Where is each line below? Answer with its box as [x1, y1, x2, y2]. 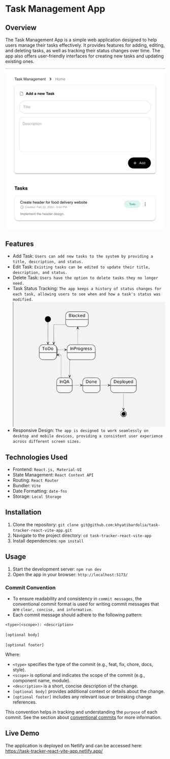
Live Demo [5, 729, 40, 738]
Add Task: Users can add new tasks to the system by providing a [12, 253, 153, 259]
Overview [5, 23, 37, 32]
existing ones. [5, 58, 35, 64]
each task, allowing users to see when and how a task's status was [12, 292, 161, 297]
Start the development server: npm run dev [12, 566, 101, 572]
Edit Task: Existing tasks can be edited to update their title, [12, 264, 151, 270]
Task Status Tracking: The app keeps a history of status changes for [12, 286, 161, 292]
